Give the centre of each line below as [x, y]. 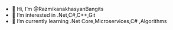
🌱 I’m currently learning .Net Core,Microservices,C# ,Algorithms [89, 21]
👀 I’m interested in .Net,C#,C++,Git [53, 15]
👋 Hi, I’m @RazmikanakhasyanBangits [58, 9]
